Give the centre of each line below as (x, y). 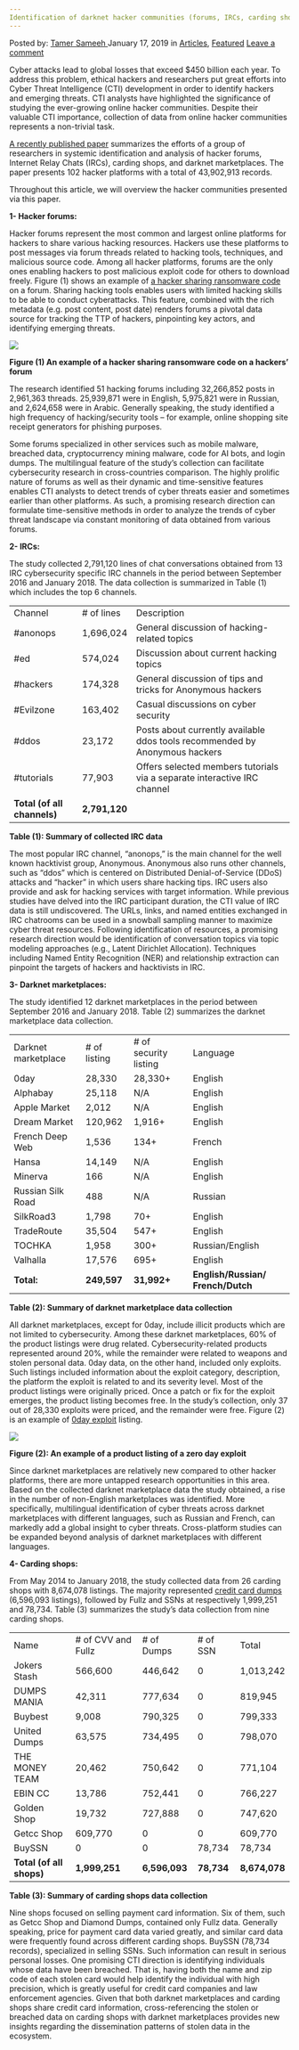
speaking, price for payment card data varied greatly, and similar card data (146, 1932)
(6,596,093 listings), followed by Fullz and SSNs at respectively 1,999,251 (143, 1599)
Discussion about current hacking (207, 653)
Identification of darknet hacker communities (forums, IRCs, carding (143, 17)
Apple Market (42, 1107)
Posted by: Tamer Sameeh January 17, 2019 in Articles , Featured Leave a (142, 43)
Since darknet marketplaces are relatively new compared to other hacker (143, 1470)
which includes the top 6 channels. (73, 592)
